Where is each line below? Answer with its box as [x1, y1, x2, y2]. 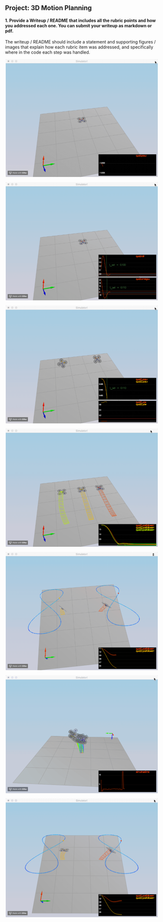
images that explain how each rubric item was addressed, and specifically [5, 44, 153, 50]
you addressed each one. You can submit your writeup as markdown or [5, 22, 152, 28]
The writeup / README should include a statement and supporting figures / [5, 39, 156, 44]
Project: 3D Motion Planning [5, 4, 92, 12]
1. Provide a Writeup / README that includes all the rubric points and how [5, 17, 156, 23]
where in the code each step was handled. [5, 49, 91, 55]
